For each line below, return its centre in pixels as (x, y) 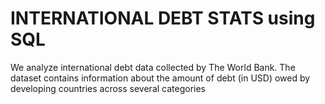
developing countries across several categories (108, 88)
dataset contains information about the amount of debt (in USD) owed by (160, 78)
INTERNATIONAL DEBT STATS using (163, 18)
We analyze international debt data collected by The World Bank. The (153, 67)
